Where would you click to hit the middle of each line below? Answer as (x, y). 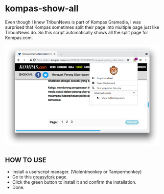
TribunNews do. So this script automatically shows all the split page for (77, 32)
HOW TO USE (26, 160)
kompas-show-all (42, 9)
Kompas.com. (19, 38)
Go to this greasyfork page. (40, 177)
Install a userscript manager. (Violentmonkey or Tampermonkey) (77, 172)
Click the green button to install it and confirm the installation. (74, 182)
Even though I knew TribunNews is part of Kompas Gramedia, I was (73, 22)
